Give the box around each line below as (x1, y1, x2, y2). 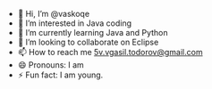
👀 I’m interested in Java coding (17, 18, 132, 28)
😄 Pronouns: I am (17, 60, 85, 70)
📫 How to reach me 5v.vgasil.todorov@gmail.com (17, 47, 203, 57)
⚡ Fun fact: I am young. (17, 69, 104, 80)
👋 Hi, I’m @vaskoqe (17, 9, 90, 19)
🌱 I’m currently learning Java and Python (17, 28, 168, 37)
